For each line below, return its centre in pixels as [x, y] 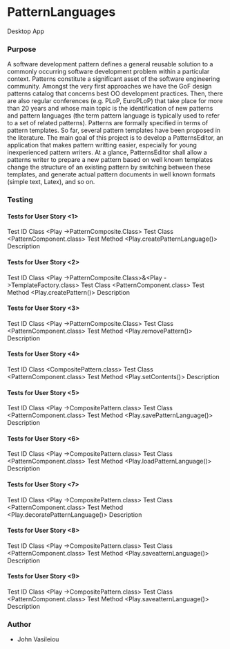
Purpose [22, 49]
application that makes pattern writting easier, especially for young [102, 145]
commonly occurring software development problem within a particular [108, 72]
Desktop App [26, 31]
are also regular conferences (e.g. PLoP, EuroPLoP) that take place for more [115, 101]
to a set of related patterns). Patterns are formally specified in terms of [108, 123]
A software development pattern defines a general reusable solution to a [110, 64]
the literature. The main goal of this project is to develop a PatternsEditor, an [115, 138]
